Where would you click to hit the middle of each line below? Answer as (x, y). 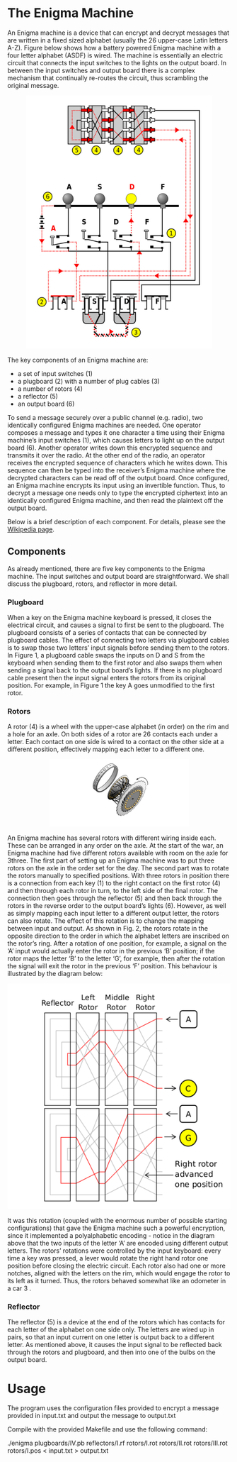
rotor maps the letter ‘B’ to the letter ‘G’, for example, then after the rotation (116, 958)
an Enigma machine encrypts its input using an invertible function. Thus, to (116, 485)
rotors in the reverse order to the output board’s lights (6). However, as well (117, 906)
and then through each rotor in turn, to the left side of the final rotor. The (112, 891)
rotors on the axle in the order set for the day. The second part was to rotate (118, 868)
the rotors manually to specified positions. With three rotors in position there (118, 876)
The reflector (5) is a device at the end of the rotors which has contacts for (116, 1322)
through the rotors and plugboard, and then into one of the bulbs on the (111, 1352)
